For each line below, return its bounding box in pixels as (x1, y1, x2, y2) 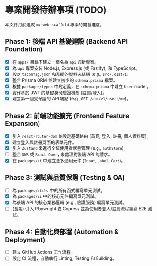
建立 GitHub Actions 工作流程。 (12, 249, 75, 255)
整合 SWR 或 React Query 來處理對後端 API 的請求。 (12, 151, 113, 157)
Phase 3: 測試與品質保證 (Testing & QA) (5, 173, 125, 182)
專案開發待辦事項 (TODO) (5, 4, 107, 16)
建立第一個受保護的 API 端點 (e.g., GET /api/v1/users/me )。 (12, 96, 131, 102)
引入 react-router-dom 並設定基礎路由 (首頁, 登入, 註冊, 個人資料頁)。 (12, 133, 151, 139)
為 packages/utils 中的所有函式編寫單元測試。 (12, 187, 105, 193)
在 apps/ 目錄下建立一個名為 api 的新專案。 (12, 59, 99, 65)
